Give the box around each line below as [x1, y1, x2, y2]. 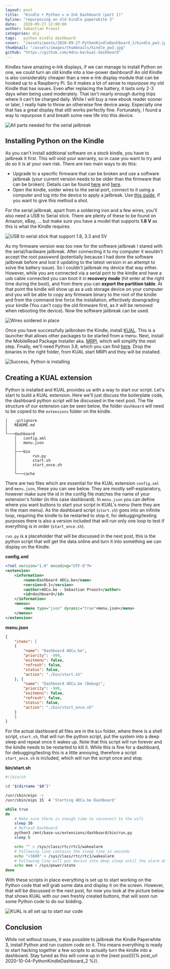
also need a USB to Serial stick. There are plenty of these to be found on [5, 213, 156, 219]
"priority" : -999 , [23, 653, 62, 658]
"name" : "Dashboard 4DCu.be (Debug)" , [23, 681, 105, 686]
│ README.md [5, 422, 35, 428]
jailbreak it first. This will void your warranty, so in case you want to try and [5, 156, 161, 162]
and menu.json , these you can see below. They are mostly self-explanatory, [5, 486, 162, 492]
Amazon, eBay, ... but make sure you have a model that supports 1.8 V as [5, 218, 158, 224]
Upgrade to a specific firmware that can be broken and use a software [12, 171, 159, 177]
